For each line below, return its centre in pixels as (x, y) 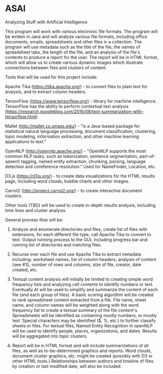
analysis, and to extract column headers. (46, 92)
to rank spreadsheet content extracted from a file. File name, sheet (79, 299)
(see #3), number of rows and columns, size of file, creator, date (77, 264)
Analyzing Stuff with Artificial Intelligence (46, 22)
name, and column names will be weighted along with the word (75, 305)
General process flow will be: (34, 220)
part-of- (147, 156)
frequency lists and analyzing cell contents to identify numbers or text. (83, 284)
